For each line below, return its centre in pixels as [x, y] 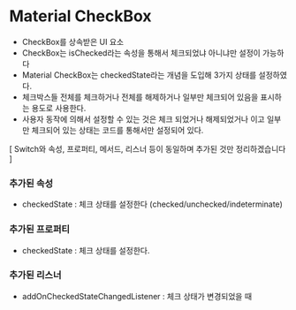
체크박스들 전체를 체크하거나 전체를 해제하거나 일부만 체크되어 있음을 [140, 97]
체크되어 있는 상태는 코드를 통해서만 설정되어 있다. [118, 130]
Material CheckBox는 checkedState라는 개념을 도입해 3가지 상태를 [139, 75]
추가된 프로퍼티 [40, 230]
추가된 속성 [31, 183]
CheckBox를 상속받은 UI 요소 [73, 42]
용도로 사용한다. [59, 108]
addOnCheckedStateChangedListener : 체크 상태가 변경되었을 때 [137, 296]
